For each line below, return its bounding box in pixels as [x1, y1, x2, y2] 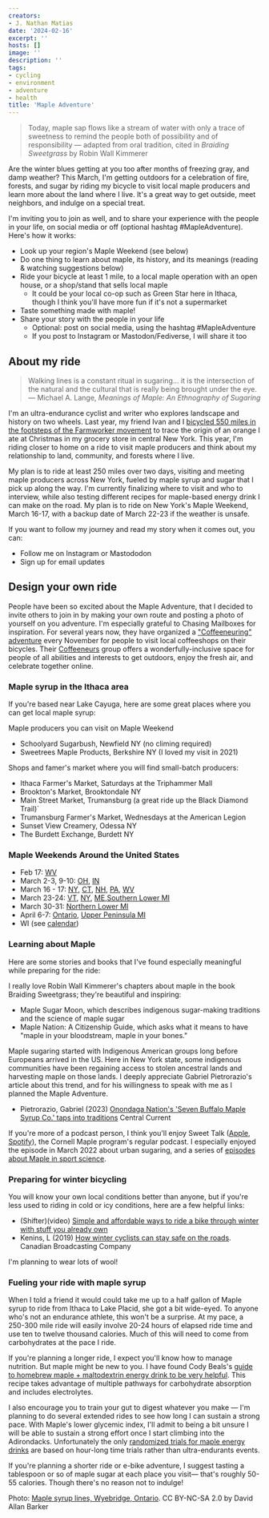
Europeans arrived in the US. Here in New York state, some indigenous [8, 1054, 242, 1064]
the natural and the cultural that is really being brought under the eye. [27, 384, 258, 393]
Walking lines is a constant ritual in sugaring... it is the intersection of [27, 376, 255, 385]
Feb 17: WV [19, 868, 58, 877]
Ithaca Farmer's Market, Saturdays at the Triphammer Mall [19, 779, 213, 788]
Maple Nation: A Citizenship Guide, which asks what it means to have [19, 1022, 249, 1032]
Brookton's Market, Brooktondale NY [19, 787, 142, 797]
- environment [8, 79, 56, 87]
